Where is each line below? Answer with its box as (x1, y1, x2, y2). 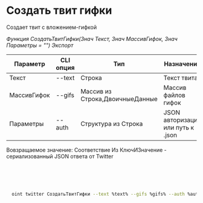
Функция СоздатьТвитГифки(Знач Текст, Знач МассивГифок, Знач (6, 35, 178, 42)
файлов (163, 91, 185, 99)
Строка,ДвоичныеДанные (80, 95, 158, 103)
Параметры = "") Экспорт (6, 42, 74, 49)
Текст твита (163, 73, 198, 82)
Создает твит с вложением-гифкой (6, 23, 97, 31)
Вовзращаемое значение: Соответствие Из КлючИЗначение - (6, 146, 167, 154)
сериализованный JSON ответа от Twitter (6, 152, 114, 160)
